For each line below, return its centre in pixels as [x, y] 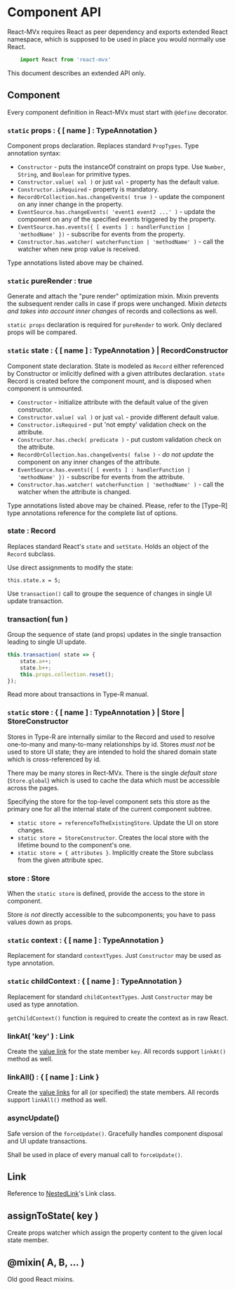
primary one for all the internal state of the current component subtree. [110, 809]
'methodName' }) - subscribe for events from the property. [101, 234]
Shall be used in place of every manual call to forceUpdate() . [95, 1154]
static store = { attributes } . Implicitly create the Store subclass [115, 852]
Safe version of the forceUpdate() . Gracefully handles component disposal [115, 1133]
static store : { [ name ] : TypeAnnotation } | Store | [96, 713]
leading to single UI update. [47, 642]
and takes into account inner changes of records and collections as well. [113, 311]
